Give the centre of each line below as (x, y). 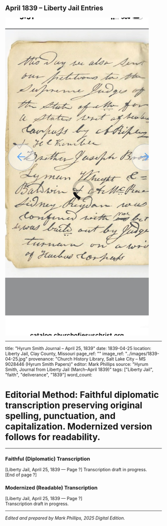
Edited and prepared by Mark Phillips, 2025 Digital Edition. (65, 518)
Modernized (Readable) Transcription (51, 488)
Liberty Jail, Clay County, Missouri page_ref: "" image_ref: (65, 353)
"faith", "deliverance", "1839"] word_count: (49, 374)
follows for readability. (53, 437)
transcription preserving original (74, 405)
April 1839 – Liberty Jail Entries (54, 8)
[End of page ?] (21, 475)
